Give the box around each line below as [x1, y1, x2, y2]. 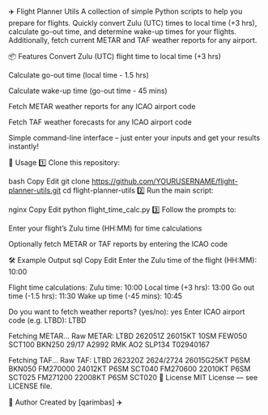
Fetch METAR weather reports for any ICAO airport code [8, 102, 196, 111]
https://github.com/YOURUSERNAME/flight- [91, 176, 239, 186]
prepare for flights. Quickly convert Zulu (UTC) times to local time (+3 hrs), [8, 19, 257, 28]
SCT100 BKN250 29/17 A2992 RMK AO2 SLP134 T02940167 [8, 340, 211, 349]
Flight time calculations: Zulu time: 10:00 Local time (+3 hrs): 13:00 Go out [8, 282, 255, 292]
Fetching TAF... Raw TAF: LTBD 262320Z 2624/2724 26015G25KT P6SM [8, 355, 251, 365]
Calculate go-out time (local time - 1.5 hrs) [8, 70, 150, 79]
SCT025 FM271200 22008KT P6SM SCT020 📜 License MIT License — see [8, 373, 258, 382]
